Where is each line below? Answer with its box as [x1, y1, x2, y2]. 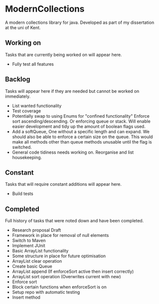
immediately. [5, 93, 31, 99]
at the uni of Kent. [5, 24, 41, 30]
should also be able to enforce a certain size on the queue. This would [12, 134, 153, 140]
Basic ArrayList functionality [12, 248, 69, 254]
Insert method [12, 294, 40, 300]
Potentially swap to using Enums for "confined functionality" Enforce [12, 113, 150, 119]
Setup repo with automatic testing [12, 289, 80, 295]
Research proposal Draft [12, 227, 61, 233]
